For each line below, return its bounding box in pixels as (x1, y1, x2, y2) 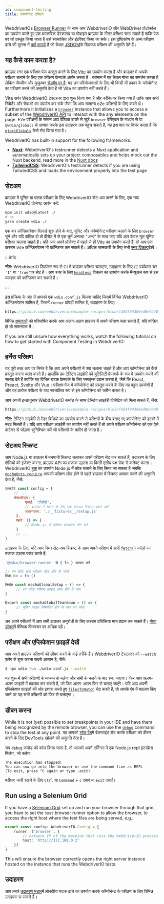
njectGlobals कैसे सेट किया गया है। (5, 128, 67, 133)
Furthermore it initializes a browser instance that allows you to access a (5, 106, 148, 112)
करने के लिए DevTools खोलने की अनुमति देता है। (5, 735, 85, 741)
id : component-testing (5, 7, 51, 12)
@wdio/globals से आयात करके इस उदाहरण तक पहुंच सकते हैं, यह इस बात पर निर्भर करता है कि (5, 122, 157, 128)
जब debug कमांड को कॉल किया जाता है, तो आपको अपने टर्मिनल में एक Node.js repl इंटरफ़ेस (5, 745, 153, 751)
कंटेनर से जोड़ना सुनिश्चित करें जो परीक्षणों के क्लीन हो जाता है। (5, 427, 102, 433)
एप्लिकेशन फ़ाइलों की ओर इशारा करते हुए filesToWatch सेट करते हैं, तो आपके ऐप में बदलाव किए (5, 686, 156, 692)
